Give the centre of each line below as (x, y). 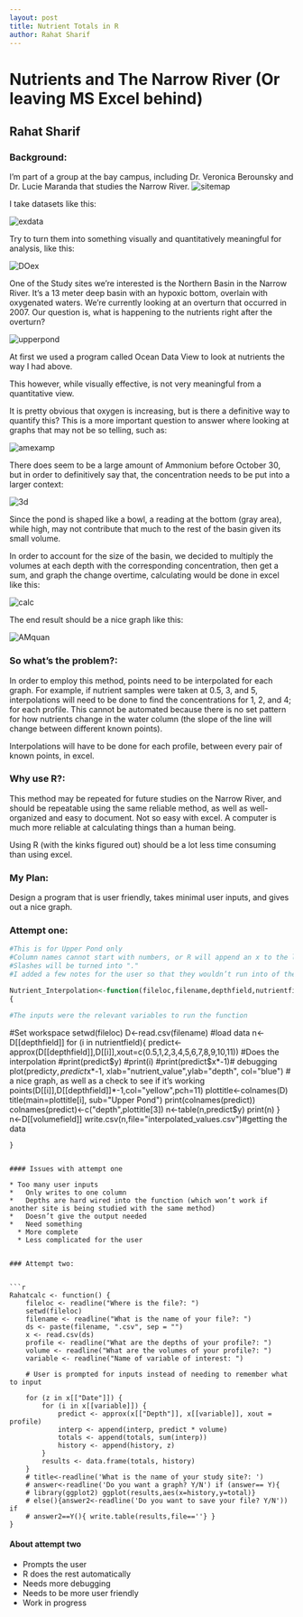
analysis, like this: (42, 248)
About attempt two (46, 1544)
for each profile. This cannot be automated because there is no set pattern (148, 709)
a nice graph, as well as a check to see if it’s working (107, 1081)
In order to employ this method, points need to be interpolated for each (141, 680)
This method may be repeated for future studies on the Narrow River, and (146, 798)
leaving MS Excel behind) (106, 98)
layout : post (34, 18)
